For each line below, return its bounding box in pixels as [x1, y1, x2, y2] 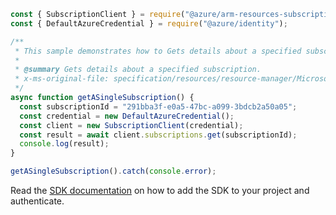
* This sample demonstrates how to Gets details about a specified [14, 46, 302, 56]
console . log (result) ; [19, 139, 110, 149]
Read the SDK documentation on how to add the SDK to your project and [10, 185, 310, 196]
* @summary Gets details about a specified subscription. [14, 65, 262, 75]
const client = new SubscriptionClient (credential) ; [19, 120, 244, 130]
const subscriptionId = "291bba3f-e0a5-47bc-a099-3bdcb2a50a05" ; [19, 101, 298, 112]
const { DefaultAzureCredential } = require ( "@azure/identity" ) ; [10, 18, 288, 29]
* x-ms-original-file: [14, 74, 110, 84]
